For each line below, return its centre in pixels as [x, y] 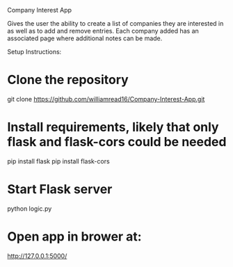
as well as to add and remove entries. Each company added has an [103, 31]
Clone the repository [68, 80]
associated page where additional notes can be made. [85, 38]
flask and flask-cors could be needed [117, 142]
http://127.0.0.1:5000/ [37, 256]
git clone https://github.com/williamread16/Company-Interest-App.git [106, 99]
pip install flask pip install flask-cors [58, 161]
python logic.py [30, 209]
